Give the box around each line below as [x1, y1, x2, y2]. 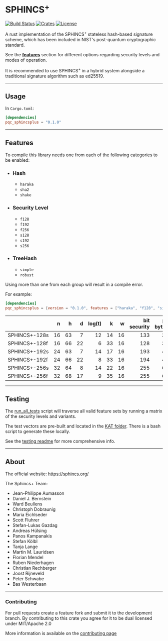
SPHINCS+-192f [7, 356, 48, 363]
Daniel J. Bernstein [12, 496, 51, 502]
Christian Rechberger [12, 565, 56, 571]
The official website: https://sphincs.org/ [5, 471, 89, 477]
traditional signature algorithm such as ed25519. [5, 73, 104, 79]
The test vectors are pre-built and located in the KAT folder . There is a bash [5, 423, 161, 429]
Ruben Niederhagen [12, 560, 54, 566]
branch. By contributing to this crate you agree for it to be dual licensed [5, 615, 152, 621]
